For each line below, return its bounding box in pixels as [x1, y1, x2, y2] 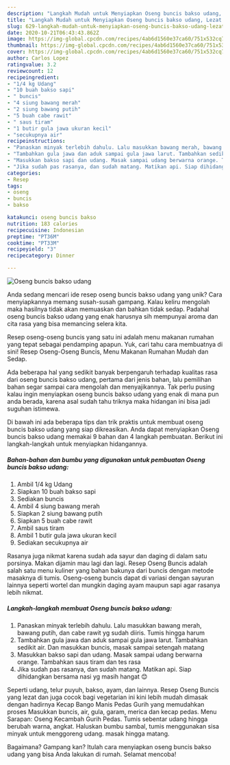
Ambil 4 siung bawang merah [16, 502, 101, 510]
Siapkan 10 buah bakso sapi [16, 487, 96, 495]
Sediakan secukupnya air [16, 538, 89, 547]
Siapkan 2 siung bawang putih [16, 509, 103, 517]
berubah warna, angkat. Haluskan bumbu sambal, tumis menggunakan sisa [7, 722, 220, 730]
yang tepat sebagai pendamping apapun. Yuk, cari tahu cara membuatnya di [7, 341, 223, 348]
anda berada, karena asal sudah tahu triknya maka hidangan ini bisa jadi [7, 398, 211, 405]
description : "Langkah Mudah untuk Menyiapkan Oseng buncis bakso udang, [7, 10, 222, 17]
